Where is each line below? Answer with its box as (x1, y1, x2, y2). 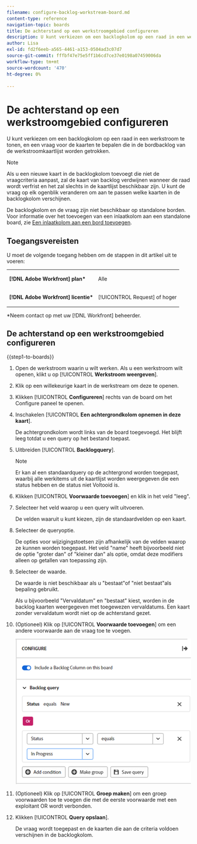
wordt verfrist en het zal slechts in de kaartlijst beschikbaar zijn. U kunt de (6, 183, 185, 190)
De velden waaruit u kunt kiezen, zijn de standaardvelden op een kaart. (15, 515, 186, 522)
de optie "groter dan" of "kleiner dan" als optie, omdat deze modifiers (15, 551, 183, 558)
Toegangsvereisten (6, 236, 80, 246)
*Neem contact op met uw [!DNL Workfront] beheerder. (6, 312, 141, 319)
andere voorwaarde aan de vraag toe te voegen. (15, 627, 132, 634)
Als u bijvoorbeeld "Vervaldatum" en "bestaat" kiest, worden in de (15, 597, 175, 604)
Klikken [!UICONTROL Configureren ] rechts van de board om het (15, 394, 172, 401)
